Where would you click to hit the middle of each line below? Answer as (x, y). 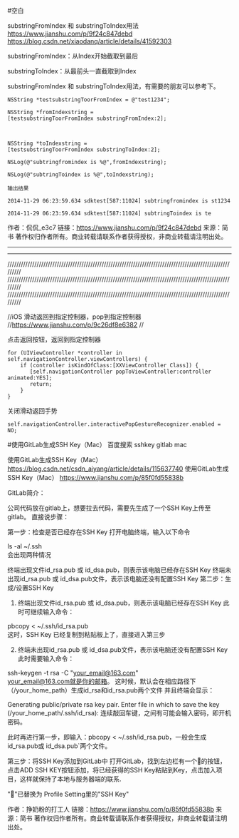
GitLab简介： (26, 493)
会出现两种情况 (29, 555)
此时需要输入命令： (46, 659)
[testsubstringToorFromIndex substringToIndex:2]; (84, 150)
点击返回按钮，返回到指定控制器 (54, 339)
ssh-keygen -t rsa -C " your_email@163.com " (73, 673)
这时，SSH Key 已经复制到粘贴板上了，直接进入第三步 (86, 634)
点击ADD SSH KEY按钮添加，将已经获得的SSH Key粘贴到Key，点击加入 (112, 770)
